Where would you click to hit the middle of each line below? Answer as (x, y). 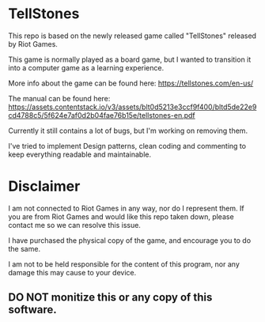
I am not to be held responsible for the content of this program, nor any (124, 264)
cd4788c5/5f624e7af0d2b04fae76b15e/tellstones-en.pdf (102, 115)
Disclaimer (44, 186)
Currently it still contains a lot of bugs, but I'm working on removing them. (128, 131)
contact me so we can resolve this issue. (74, 225)
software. (32, 310)
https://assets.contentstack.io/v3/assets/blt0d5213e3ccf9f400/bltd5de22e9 (132, 107)
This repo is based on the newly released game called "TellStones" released (132, 36)
